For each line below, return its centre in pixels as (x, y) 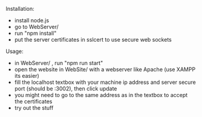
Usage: (15, 51)
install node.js (32, 20)
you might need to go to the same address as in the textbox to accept (101, 95)
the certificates (33, 101)
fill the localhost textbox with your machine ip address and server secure (105, 82)
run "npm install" (35, 33)
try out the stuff (34, 108)
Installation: (20, 9)
